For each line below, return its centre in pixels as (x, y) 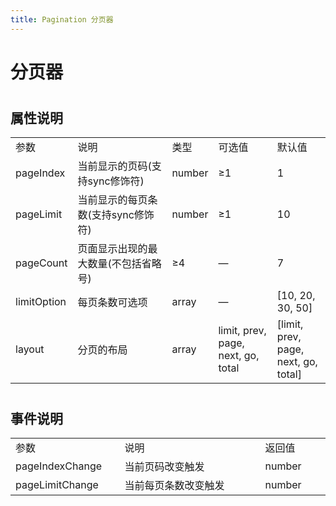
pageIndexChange (59, 466)
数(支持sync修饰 (116, 215)
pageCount (41, 263)
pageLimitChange (57, 485)
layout (30, 349)
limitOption (41, 302)
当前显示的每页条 (117, 200)
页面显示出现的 (112, 249)
